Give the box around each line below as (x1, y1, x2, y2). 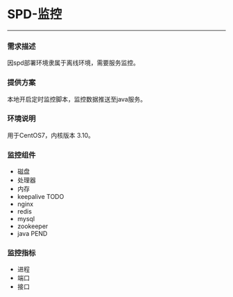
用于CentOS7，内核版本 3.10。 (7, 131, 95, 139)
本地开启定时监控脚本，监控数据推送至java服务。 (7, 95, 147, 103)
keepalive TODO (17, 193, 64, 201)
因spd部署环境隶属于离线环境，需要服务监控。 (7, 58, 140, 67)
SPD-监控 (7, 6, 62, 22)
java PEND (17, 230, 48, 238)
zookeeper (17, 222, 49, 230)
